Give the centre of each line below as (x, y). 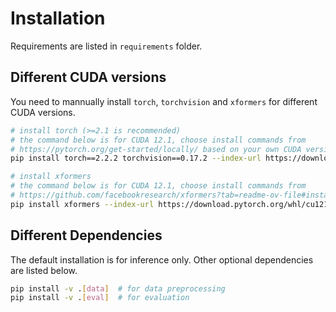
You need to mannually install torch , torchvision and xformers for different (164, 101)
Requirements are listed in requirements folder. (106, 46)
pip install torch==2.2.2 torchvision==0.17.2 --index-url (136, 158)
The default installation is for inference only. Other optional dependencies (162, 259)
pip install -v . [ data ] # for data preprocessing (118, 288)
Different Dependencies (86, 235)
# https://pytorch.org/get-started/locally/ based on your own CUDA (156, 149)
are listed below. (44, 270)
